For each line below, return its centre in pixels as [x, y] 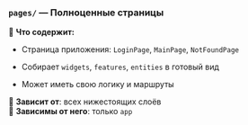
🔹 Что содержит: [42, 32]
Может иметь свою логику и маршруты [97, 85]
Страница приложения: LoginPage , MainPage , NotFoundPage [130, 49]
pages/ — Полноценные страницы [86, 13]
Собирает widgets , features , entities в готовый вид [120, 67]
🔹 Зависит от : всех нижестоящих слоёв [85, 102]
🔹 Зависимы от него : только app [71, 112]
